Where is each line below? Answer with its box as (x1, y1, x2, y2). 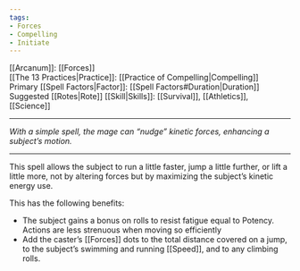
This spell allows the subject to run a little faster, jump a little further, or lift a (9, 162, 288, 173)
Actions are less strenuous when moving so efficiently (21, 224, 221, 235)
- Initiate (9, 38, 50, 47)
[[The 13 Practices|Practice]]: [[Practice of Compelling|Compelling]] (9, 72, 259, 83)
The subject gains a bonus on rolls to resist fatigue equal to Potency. (21, 216, 275, 226)
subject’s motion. (9, 136, 73, 147)
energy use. (9, 181, 54, 191)
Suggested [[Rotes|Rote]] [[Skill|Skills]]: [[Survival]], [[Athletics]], (9, 91, 249, 102)
